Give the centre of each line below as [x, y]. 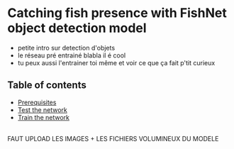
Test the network [42, 110]
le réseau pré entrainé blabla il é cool [72, 55]
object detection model [77, 28]
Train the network [43, 117]
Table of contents [47, 85]
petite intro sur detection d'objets [66, 48]
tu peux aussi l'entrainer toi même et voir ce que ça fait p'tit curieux [116, 62]
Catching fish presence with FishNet [117, 13]
